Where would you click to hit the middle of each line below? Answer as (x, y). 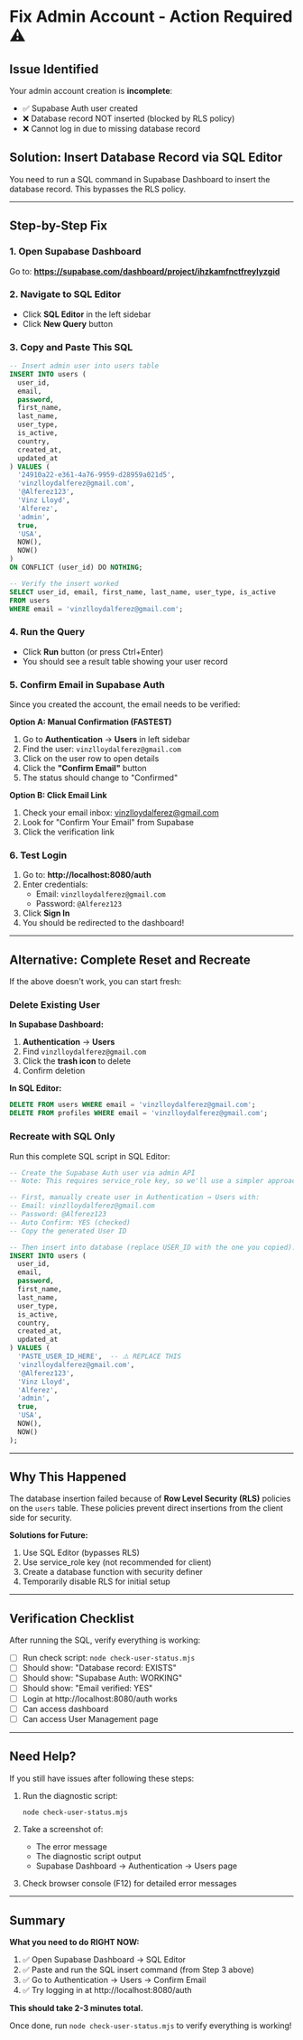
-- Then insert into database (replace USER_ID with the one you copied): (153, 1247)
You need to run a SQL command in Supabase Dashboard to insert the (140, 179)
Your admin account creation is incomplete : (91, 91)
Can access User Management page (90, 1719)
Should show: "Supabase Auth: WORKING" (102, 1678)
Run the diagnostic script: (70, 1795)
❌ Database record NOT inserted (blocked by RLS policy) (129, 118)
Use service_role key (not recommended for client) (117, 1562)
